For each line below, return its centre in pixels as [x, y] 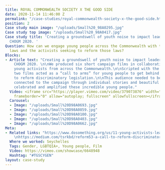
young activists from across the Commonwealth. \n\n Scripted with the [87, 69]
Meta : [11, 128]
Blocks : [13, 55]
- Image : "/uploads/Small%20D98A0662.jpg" [54, 123]
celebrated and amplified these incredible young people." [76, 87]
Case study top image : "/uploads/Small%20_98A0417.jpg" [63, 32]
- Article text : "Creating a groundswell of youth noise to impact [76, 60]
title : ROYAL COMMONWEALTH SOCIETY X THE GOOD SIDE [59, 10]
